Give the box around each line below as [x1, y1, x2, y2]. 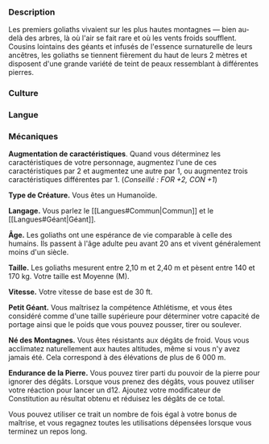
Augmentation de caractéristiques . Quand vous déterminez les [8, 149, 221, 159]
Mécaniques [8, 131, 59, 143]
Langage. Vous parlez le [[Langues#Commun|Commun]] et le [8, 206, 214, 216]
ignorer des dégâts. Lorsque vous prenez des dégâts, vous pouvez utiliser [8, 377, 255, 387]
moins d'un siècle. [8, 247, 69, 257]
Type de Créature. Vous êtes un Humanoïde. [8, 190, 158, 200]
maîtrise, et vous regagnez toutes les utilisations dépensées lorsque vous [8, 418, 252, 428]
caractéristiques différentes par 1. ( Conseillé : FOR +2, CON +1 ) [8, 175, 217, 185]
